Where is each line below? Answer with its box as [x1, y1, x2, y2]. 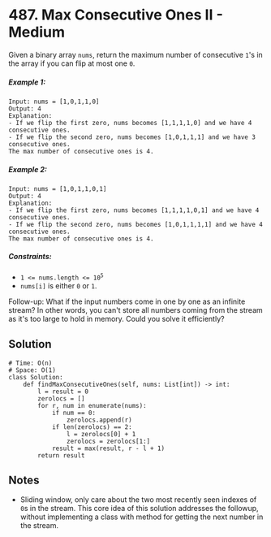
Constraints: [8, 252, 52, 262]
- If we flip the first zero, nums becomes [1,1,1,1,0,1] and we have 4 [8, 206, 260, 214]
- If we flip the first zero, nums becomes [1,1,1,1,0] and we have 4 [8, 119, 252, 127]
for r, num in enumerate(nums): [37, 401, 148, 409]
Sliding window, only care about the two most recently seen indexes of [19, 495, 257, 505]
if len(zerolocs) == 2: [51, 422, 132, 431]
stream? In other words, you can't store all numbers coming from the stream [8, 305, 264, 314]
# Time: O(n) [8, 359, 53, 367]
